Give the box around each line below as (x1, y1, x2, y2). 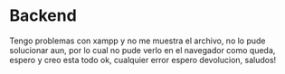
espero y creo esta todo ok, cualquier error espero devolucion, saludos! (9, 54, 277, 65)
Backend (9, 5, 77, 26)
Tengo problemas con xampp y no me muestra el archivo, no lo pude (9, 35, 266, 46)
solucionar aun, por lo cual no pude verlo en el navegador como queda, (9, 44, 276, 55)
